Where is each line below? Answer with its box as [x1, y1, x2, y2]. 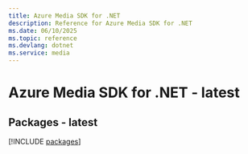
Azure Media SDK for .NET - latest [8, 83, 240, 102]
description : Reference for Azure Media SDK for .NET [8, 19, 193, 27]
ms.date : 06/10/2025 [8, 26, 78, 34]
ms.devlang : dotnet [8, 42, 74, 50]
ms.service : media [8, 49, 70, 57]
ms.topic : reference [8, 34, 78, 43]
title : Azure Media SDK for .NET [8, 11, 121, 20]
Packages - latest [8, 115, 98, 129]
